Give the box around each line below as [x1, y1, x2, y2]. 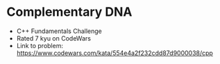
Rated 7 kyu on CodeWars [16, 34, 92, 42]
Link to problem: [16, 41, 64, 50]
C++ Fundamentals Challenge [16, 27, 102, 35]
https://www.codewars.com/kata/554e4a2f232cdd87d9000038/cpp [16, 49, 213, 57]
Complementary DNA [6, 4, 133, 20]
